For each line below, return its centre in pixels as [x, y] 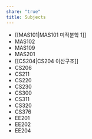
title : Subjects [26, 17]
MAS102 [25, 41]
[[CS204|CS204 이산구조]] [46, 61]
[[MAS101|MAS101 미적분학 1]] [50, 35]
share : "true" [24, 12]
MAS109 [25, 47]
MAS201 [25, 54]
